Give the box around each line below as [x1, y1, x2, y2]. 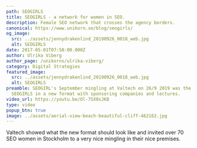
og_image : [6, 31, 31, 37]
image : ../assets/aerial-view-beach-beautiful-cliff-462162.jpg [6, 113, 168, 119]
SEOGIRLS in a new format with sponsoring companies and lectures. [11, 91, 181, 97]
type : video [6, 101, 35, 108]
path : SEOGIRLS [6, 8, 44, 15]
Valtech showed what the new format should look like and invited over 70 [6, 129, 184, 136]
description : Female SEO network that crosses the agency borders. [6, 19, 176, 25]
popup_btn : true [6, 107, 46, 113]
